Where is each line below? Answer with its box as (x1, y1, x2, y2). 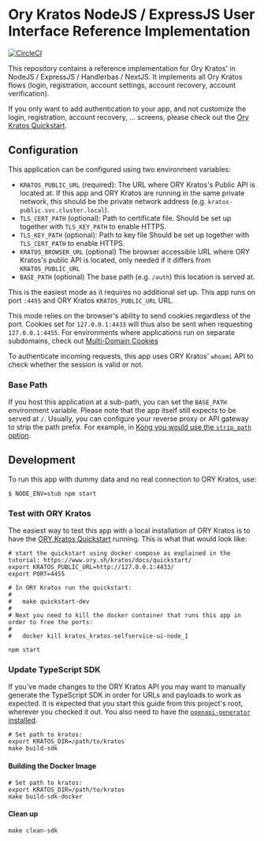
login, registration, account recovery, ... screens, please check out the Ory (8, 112, 250, 121)
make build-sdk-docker (8, 792, 83, 801)
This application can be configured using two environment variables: (8, 164, 231, 174)
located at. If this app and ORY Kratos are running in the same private (19, 188, 245, 198)
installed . (8, 716, 38, 725)
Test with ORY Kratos (8, 508, 92, 519)
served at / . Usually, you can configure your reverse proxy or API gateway (8, 414, 250, 423)
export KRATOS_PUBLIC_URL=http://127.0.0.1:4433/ (8, 564, 175, 571)
